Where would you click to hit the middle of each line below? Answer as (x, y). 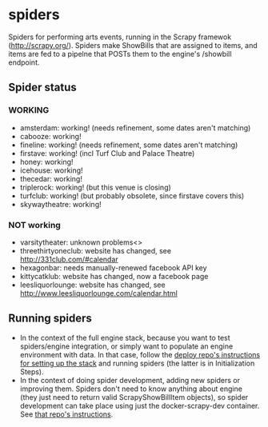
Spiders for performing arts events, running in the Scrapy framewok (120, 37)
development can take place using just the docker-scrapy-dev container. (140, 405)
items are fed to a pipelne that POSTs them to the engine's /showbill (120, 54)
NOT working (35, 225)
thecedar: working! (51, 178)
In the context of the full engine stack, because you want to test (125, 337)
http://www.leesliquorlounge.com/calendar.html (98, 293)
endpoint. (24, 62)
